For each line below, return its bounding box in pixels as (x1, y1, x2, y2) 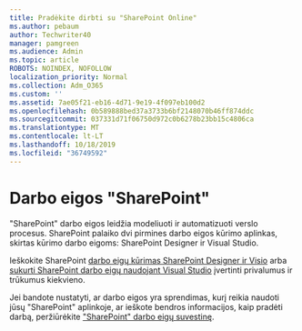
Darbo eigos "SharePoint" (9, 187, 210, 208)
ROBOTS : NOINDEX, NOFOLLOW (9, 65, 112, 74)
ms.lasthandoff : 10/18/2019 (9, 140, 116, 149)
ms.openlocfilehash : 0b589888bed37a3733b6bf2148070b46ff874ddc (9, 106, 255, 115)
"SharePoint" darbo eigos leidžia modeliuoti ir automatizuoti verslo (9, 217, 258, 228)
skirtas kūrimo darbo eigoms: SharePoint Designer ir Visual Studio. (9, 237, 259, 248)
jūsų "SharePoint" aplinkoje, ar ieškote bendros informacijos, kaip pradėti (9, 301, 284, 312)
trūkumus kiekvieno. (9, 274, 86, 285)
